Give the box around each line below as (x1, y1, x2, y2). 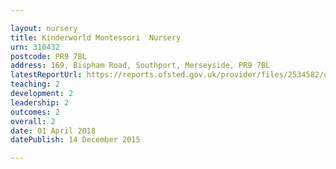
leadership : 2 (10, 97, 70, 108)
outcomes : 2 (10, 107, 60, 117)
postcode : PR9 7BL (10, 51, 87, 61)
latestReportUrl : (10, 70, 83, 80)
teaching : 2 (10, 79, 60, 90)
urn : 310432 (10, 42, 60, 52)
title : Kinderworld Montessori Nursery (10, 32, 182, 43)
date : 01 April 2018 (10, 126, 97, 136)
